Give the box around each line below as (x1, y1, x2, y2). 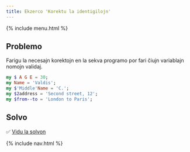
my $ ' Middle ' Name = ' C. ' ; (6, 85, 69, 91)
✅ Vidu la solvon (6, 128, 46, 135)
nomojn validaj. (6, 63, 43, 70)
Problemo (6, 42, 43, 51)
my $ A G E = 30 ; (6, 74, 49, 81)
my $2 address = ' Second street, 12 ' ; (6, 91, 98, 97)
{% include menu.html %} (6, 25, 68, 32)
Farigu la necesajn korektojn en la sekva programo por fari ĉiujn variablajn (6, 57, 184, 64)
